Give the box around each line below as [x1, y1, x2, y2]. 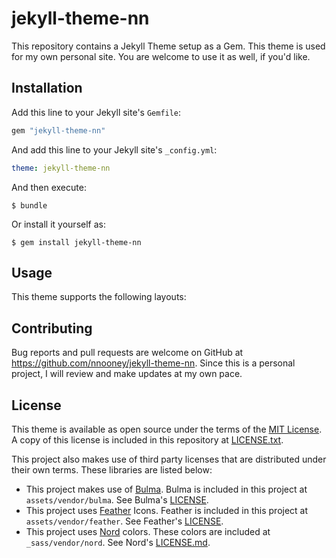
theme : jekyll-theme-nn [11, 163, 111, 173]
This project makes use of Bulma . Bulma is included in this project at [25, 483, 308, 495]
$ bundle [11, 200, 48, 211]
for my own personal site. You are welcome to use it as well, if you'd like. [11, 50, 311, 62]
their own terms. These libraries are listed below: [11, 463, 213, 476]
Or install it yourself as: [11, 218, 106, 230]
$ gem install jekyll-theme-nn [11, 237, 142, 247]
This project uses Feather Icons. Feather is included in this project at [25, 504, 309, 516]
